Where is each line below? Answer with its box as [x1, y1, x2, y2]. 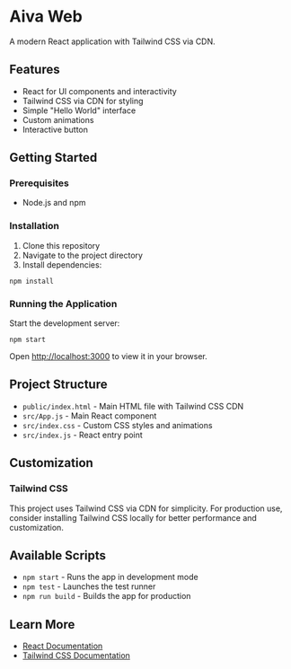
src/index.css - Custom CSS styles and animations [22, 419, 213, 430]
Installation [9, 220, 60, 233]
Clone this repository [22, 240, 101, 251]
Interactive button [22, 124, 88, 135]
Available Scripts [9, 548, 106, 563]
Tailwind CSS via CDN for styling [22, 95, 144, 106]
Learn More [9, 617, 75, 632]
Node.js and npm [22, 198, 86, 208]
